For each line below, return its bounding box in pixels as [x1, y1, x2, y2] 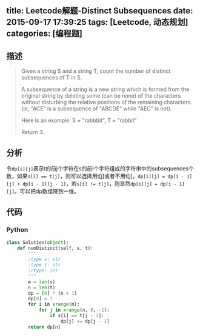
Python [6, 226, 28, 234]
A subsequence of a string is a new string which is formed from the [21, 86, 190, 93]
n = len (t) [28, 284, 56, 291]
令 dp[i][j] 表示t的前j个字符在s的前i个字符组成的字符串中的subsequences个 [6, 165, 194, 172]
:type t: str [28, 262, 61, 268]
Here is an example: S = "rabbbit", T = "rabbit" [21, 117, 138, 124]
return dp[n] [28, 324, 61, 330]
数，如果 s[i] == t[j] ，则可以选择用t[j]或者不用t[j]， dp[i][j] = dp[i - [6, 172, 184, 180]
